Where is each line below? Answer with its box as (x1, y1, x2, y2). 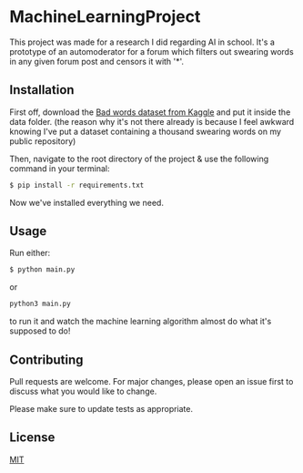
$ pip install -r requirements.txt (9, 180, 145, 190)
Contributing (9, 352, 84, 367)
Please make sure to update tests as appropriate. (9, 404, 194, 414)
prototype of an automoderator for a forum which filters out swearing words (9, 46, 294, 57)
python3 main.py (9, 299, 71, 309)
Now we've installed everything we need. (9, 197, 164, 208)
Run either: (9, 248, 51, 259)
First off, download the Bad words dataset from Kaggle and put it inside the (9, 107, 291, 118)
